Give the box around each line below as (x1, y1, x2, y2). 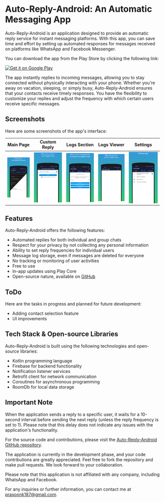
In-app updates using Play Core (12, 268, 77, 274)
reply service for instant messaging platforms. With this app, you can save (5, 35, 156, 41)
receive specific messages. (5, 100, 60, 106)
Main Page (7, 141, 30, 147)
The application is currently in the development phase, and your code (5, 451, 146, 457)
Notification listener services (12, 368, 71, 374)
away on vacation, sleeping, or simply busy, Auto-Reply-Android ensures (5, 85, 153, 91)
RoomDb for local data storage (12, 384, 75, 390)
